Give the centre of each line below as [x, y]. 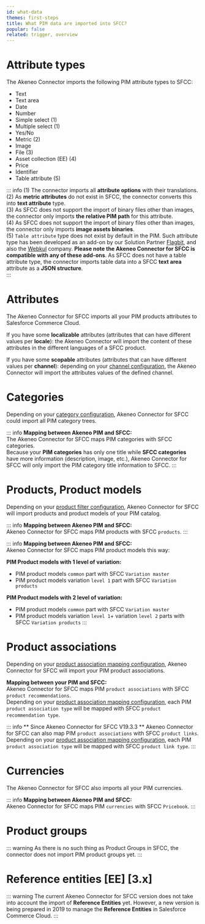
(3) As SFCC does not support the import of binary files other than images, [100, 210]
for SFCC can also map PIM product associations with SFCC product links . [102, 733]
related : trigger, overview [42, 35]
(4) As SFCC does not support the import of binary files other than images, [100, 223]
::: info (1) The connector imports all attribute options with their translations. [102, 190]
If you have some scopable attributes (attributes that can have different [96, 360]
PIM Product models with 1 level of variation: [64, 562]
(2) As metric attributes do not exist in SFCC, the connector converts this [99, 197]
